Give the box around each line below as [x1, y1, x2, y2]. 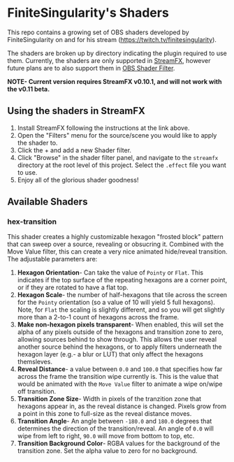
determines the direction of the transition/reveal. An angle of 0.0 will [17, 424, 214, 433]
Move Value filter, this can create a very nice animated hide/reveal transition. [7, 247, 228, 256]
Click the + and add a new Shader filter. [17, 145, 131, 154]
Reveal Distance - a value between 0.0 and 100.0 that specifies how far [17, 365, 223, 373]
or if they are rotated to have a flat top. [17, 283, 129, 291]
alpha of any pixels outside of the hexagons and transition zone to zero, [17, 328, 224, 336]
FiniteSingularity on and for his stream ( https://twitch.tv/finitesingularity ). [7, 35, 217, 43]
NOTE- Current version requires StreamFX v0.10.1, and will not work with [7, 77, 222, 85]
